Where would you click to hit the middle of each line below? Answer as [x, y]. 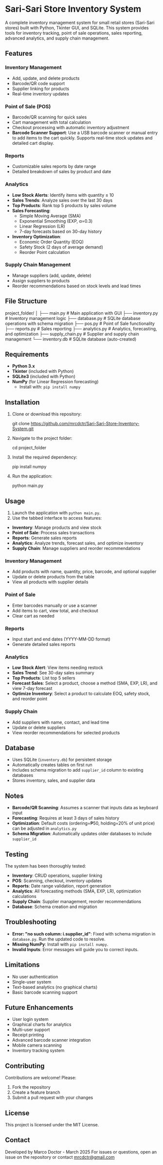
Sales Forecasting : [31, 210]
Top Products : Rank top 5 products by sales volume [64, 205]
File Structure [26, 301]
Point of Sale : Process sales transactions [53, 533]
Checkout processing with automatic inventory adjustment [71, 127]
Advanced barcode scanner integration [51, 1040]
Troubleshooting [31, 922]
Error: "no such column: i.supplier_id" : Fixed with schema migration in [84, 934]
